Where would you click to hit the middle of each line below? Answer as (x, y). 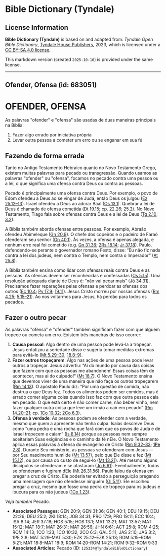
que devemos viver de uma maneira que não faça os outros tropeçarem (85, 381)
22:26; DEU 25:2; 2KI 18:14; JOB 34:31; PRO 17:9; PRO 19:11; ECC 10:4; (84, 516)
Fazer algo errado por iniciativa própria (52, 135)
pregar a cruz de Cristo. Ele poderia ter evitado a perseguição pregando (86, 476)
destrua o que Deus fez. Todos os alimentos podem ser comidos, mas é (85, 392)
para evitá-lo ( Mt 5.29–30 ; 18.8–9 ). (47, 355)
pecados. (15, 302)
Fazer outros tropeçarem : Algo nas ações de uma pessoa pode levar (83, 360)
